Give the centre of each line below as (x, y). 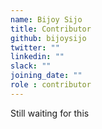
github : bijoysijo (48, 38)
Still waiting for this (50, 113)
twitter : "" (35, 47)
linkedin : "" (37, 57)
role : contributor (51, 85)
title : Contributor (51, 29)
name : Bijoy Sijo (46, 19)
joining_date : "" (46, 76)
